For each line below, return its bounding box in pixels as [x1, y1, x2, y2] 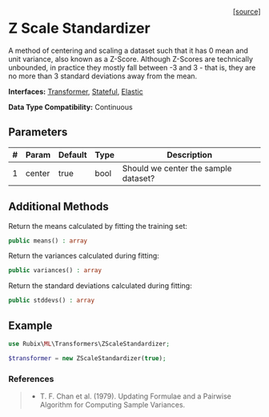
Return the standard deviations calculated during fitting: [8, 281, 192, 291]
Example [8, 319, 53, 332]
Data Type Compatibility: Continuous [8, 102, 134, 111]
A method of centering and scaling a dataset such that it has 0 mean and [8, 46, 248, 55]
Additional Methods [8, 200, 110, 214]
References [8, 373, 54, 384]
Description [167, 149, 213, 160]
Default [58, 149, 87, 160]
